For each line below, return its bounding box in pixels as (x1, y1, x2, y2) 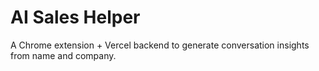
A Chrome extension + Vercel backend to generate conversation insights (10, 39, 310, 51)
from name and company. (10, 49, 117, 61)
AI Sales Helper (10, 6, 141, 29)
